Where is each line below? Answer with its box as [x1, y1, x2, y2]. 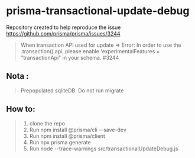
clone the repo [29, 120, 65, 127]
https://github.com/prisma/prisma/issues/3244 [6, 30, 121, 37]
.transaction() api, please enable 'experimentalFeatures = [20, 47, 160, 54]
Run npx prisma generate [29, 138, 91, 146]
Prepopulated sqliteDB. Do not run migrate [20, 87, 124, 94]
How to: [6, 104, 35, 114]
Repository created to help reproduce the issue [6, 24, 121, 31]
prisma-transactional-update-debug [6, 4, 190, 18]
